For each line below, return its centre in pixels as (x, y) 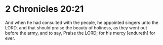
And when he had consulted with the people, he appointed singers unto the (82, 22)
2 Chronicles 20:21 (44, 9)
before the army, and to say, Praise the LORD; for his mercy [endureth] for (80, 33)
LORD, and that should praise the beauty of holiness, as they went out (76, 27)
